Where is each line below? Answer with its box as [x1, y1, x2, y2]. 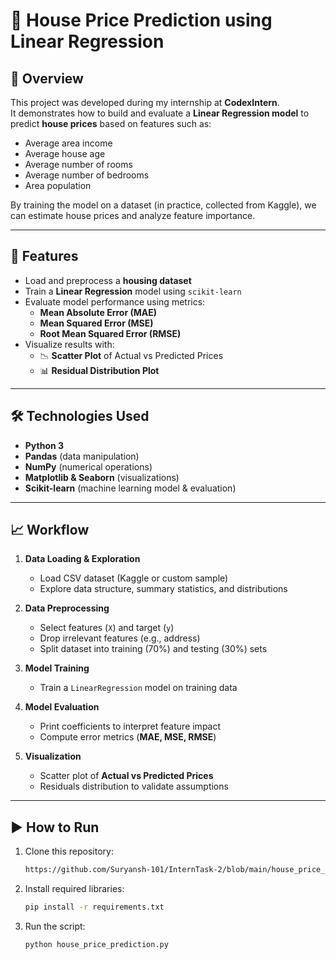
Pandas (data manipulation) [24, 450, 140, 462]
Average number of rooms [24, 159, 133, 170]
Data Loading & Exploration [24, 553, 141, 565]
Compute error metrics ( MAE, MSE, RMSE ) [39, 731, 217, 743]
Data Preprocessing [24, 602, 110, 614]
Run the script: [24, 920, 86, 932]
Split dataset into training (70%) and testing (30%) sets [39, 643, 268, 655]
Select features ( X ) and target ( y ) [39, 622, 175, 634]
